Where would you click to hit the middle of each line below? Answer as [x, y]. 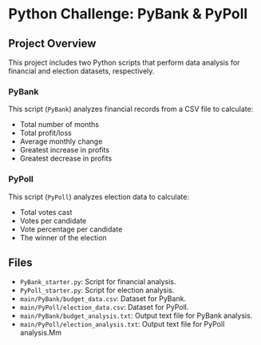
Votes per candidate [53, 220]
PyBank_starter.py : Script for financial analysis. [98, 282]
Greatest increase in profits [65, 150]
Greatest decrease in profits [66, 159]
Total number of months [59, 125]
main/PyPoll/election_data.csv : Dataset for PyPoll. [104, 307]
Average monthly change [61, 141]
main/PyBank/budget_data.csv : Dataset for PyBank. [103, 299]
